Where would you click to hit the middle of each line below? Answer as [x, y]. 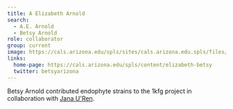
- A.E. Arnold [34, 26]
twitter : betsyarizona [46, 71]
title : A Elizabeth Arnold [46, 13]
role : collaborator [35, 39]
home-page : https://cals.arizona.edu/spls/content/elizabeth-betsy [113, 65]
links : [17, 59]
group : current [29, 46]
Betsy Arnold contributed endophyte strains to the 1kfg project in [100, 91]
